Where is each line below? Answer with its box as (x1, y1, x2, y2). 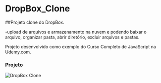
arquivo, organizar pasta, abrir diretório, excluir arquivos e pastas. (5, 34, 140, 40)
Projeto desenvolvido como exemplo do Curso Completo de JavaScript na (5, 43, 156, 49)
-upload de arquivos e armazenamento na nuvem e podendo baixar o (5, 29, 147, 35)
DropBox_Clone (5, 3, 70, 14)
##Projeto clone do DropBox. (5, 19, 64, 25)
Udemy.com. (5, 49, 31, 55)
